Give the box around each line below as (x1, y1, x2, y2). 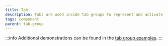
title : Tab (5, 7, 28, 12)
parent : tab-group (5, 21, 44, 26)
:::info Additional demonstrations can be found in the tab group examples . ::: (5, 35, 163, 41)
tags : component (5, 16, 39, 21)
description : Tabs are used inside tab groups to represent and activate (5, 12, 163, 17)
